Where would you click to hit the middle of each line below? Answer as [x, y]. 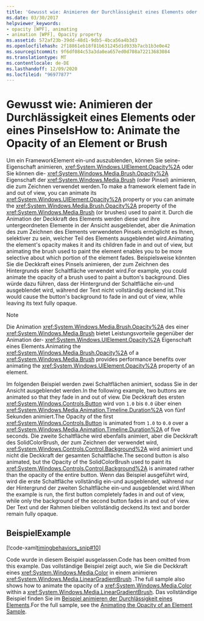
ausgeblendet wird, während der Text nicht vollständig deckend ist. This [96, 290]
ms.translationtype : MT [37, 57]
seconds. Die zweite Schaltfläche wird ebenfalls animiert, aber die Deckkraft [102, 436]
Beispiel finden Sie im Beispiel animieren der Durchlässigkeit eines [90, 598]
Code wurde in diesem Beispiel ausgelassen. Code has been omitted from [98, 560]
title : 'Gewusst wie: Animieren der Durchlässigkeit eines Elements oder [102, 12]
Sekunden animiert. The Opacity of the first [60, 416]
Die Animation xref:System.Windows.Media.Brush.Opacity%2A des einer [97, 327]
